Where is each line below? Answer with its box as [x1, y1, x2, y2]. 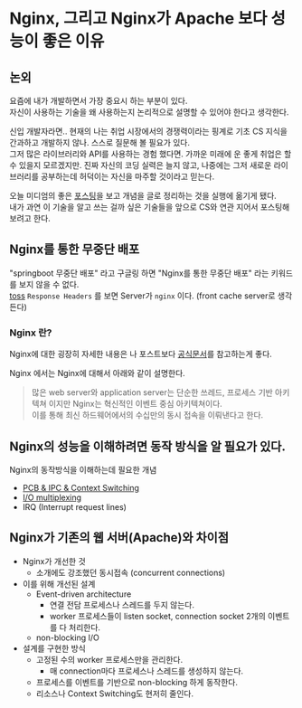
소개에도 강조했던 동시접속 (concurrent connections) [35, 567, 226, 578]
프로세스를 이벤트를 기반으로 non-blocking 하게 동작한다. [35, 676, 238, 687]
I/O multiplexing [22, 492, 82, 503]
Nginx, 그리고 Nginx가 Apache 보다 [9, 8, 268, 29]
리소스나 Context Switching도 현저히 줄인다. [35, 688, 194, 699]
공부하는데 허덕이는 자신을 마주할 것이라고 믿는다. [40, 171, 215, 182]
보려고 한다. [9, 213, 52, 223]
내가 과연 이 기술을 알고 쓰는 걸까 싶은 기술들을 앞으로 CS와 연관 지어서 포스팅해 [9, 202, 290, 212]
